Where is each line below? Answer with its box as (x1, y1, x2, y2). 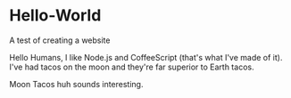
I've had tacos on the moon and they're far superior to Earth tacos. (9, 61, 254, 72)
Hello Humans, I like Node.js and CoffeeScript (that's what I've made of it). (9, 52, 283, 62)
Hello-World (9, 5, 102, 26)
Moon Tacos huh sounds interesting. (9, 78, 144, 89)
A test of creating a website (9, 35, 111, 45)
